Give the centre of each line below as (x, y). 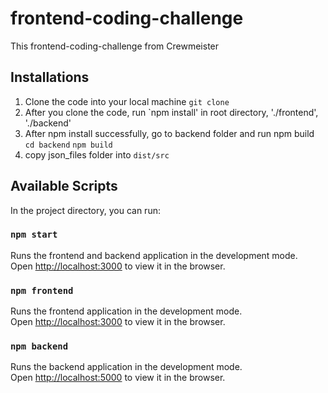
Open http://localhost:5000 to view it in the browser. (118, 378)
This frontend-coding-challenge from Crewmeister (115, 46)
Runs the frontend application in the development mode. (126, 311)
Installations (50, 77)
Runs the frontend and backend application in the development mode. (154, 255)
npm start (34, 235)
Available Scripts (64, 186)
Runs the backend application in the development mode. (126, 367)
